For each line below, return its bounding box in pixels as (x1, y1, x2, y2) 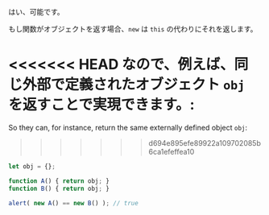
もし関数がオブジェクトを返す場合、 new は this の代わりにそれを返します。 (8, 24, 258, 34)
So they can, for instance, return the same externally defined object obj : (8, 122, 248, 132)
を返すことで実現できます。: (8, 96, 195, 114)
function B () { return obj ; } (8, 184, 110, 192)
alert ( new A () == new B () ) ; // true (8, 199, 139, 207)
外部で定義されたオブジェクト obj (23, 76, 246, 94)
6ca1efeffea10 (148, 147, 195, 156)
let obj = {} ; (8, 162, 56, 171)
